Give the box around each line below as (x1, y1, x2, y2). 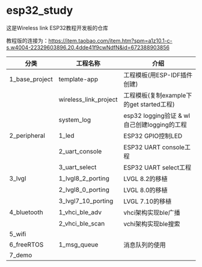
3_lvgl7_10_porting (58, 197, 114, 205)
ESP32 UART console (123, 143, 185, 151)
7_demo (9, 251, 32, 259)
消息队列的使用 (123, 241, 167, 249)
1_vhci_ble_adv (58, 208, 102, 216)
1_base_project (9, 75, 53, 83)
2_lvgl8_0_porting (58, 185, 109, 194)
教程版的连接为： (6, 37, 49, 44)
